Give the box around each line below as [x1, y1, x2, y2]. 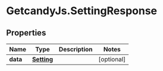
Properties [6, 28, 46, 38]
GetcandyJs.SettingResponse [6, 4, 158, 18]
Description [58, 46, 93, 53]
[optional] [98, 55, 126, 63]
